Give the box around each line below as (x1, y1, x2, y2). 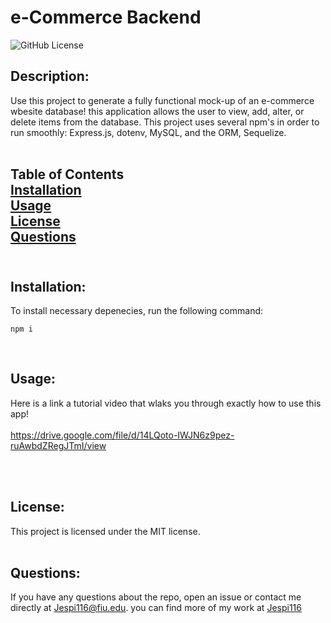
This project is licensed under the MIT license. (10, 525, 201, 537)
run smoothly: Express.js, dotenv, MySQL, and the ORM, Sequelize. (10, 126, 287, 138)
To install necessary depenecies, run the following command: (10, 304, 264, 316)
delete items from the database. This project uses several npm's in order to (10, 116, 320, 128)
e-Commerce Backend (10, 6, 202, 29)
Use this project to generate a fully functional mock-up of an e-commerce (10, 94, 315, 106)
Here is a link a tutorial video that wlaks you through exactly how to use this (10, 397, 322, 409)
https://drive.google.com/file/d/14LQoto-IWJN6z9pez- (10, 429, 235, 441)
